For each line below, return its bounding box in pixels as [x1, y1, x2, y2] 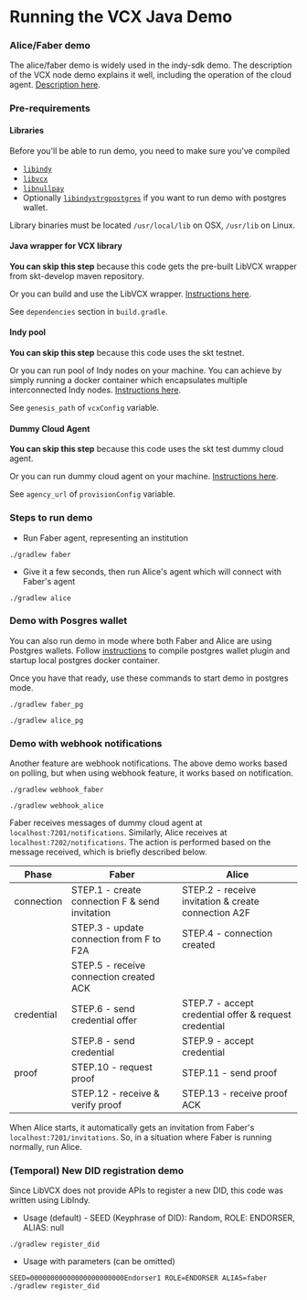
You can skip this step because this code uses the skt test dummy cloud [9, 444, 284, 455]
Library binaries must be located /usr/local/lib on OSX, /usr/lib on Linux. [9, 220, 295, 231]
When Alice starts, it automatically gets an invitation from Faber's [9, 1123, 255, 1133]
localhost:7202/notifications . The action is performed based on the [9, 837, 271, 848]
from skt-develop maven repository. [9, 270, 144, 281]
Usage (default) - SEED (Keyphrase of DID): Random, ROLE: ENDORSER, [22, 1212, 295, 1223]
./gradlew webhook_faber [9, 785, 104, 795]
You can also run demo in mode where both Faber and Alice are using [9, 635, 272, 646]
